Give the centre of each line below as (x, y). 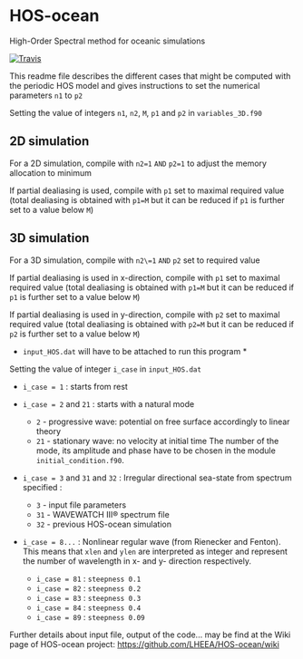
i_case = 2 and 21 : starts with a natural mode (108, 403)
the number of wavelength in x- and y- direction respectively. (137, 561)
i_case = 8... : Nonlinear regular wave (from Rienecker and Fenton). (151, 541)
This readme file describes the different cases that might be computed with (150, 76)
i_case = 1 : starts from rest (75, 386)
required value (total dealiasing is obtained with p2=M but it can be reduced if (152, 324)
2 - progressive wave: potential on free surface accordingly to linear (163, 422)
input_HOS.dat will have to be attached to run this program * (135, 351)
